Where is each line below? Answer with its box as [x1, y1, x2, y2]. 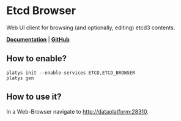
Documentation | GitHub [6, 35, 70, 43]
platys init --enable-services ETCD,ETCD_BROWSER [6, 70, 136, 76]
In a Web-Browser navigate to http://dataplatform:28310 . [6, 108, 149, 115]
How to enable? [6, 53, 67, 64]
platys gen [6, 75, 34, 81]
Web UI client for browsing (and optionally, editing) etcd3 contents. [6, 24, 175, 31]
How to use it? [6, 92, 62, 102]
